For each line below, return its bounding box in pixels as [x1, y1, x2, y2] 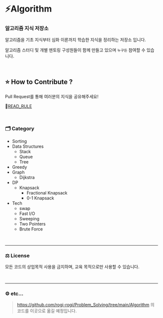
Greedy [12, 164, 28, 170]
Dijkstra [19, 174, 35, 180]
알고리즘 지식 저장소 [5, 25, 49, 32]
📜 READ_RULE [5, 104, 33, 109]
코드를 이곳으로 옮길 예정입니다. [16, 308, 77, 314]
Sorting [12, 138, 27, 144]
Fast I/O [19, 211, 35, 216]
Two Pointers [19, 221, 46, 227]
